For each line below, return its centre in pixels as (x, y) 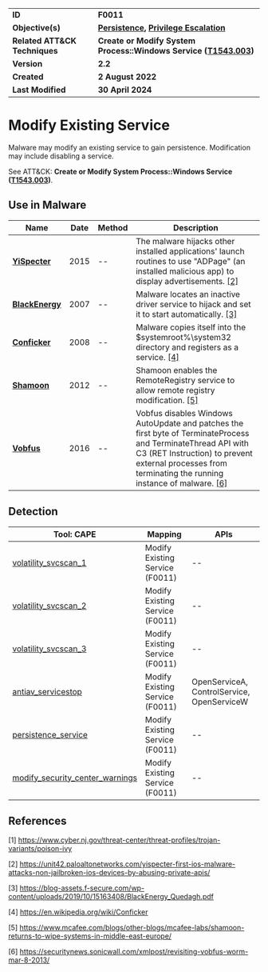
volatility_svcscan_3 (49, 649)
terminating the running (179, 473)
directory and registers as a (187, 347)
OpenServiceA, (220, 682)
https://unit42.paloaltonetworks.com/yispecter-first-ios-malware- (128, 864)
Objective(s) (37, 28)
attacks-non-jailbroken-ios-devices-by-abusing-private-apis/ (109, 873)
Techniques (35, 51)
